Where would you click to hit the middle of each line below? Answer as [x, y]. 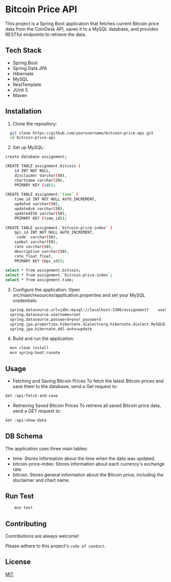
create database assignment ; [36, 157]
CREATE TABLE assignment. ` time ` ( [42, 195]
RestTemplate [27, 84]
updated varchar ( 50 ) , [37, 204]
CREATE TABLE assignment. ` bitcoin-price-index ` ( [59, 228]
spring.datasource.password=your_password [55, 319]
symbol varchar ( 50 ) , [36, 242]
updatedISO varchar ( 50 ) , [41, 213]
